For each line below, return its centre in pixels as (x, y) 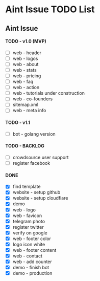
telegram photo (29, 221)
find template (27, 187)
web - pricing (27, 76)
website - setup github (36, 192)
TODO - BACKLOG (25, 146)
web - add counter (32, 262)
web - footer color (32, 239)
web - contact (27, 256)
